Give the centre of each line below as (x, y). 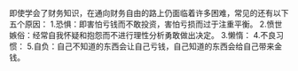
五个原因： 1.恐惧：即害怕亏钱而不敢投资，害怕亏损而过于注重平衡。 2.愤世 (146, 24)
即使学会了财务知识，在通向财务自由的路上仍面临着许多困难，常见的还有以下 (149, 13)
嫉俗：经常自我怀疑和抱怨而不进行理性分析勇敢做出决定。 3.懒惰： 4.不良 (143, 35)
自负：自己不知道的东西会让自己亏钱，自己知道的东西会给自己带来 (154, 46)
